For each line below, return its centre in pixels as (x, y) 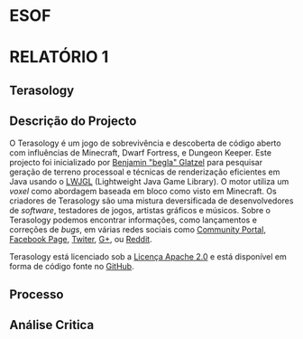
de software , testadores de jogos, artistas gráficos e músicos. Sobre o (140, 210)
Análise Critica (52, 325)
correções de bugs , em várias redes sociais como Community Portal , (138, 229)
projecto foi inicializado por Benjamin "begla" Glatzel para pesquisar (136, 162)
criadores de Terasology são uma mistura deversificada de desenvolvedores (151, 201)
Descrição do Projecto (73, 122)
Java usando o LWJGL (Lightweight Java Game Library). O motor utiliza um (149, 181)
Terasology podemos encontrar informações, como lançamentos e (133, 220)
